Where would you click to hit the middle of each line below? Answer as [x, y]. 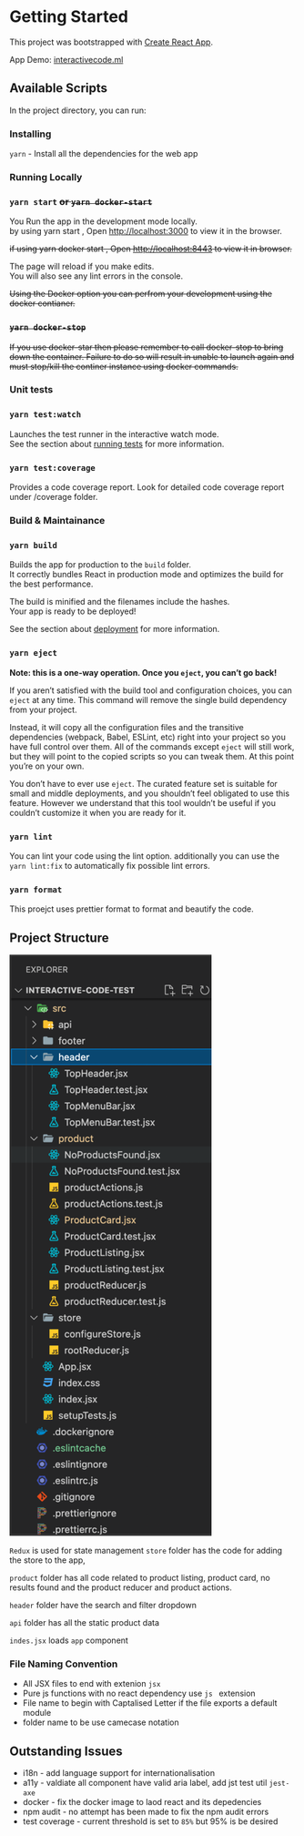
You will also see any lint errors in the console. [96, 276]
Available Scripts [58, 88]
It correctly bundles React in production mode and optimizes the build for [147, 575]
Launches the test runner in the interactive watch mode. [115, 433]
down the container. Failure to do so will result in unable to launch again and [152, 356]
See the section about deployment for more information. [115, 629]
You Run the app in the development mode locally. [104, 221]
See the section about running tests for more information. [117, 444]
